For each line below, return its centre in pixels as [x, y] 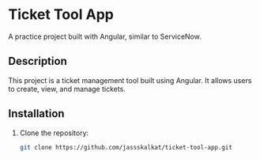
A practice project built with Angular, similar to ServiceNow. [105, 36]
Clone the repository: [54, 133]
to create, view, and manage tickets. [67, 89]
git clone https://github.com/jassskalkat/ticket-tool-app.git [126, 147]
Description [38, 61]
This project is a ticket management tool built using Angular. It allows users [130, 80]
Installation [36, 114]
